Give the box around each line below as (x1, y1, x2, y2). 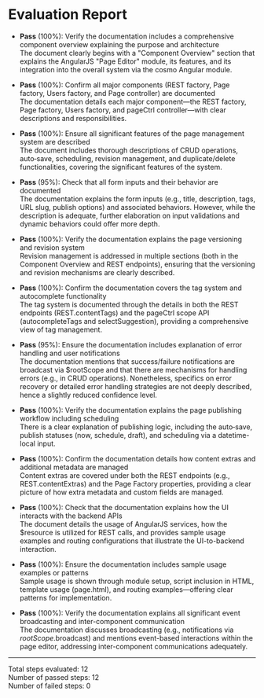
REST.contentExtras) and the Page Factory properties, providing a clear (19, 479, 251, 488)
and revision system (19, 242, 85, 252)
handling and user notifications (19, 348, 120, 358)
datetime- (218, 430, 250, 439)
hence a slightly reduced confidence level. (19, 390, 157, 399)
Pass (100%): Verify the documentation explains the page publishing (19, 405, 242, 414)
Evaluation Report (8, 6, 127, 24)
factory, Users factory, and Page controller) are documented (19, 88, 216, 97)
